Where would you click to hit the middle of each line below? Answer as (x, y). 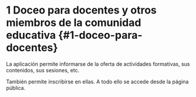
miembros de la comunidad (74, 23)
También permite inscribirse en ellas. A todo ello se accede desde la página (97, 81)
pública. (16, 88)
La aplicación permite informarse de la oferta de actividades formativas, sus (98, 64)
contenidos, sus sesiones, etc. (43, 70)
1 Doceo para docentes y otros (82, 10)
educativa (31, 35)
